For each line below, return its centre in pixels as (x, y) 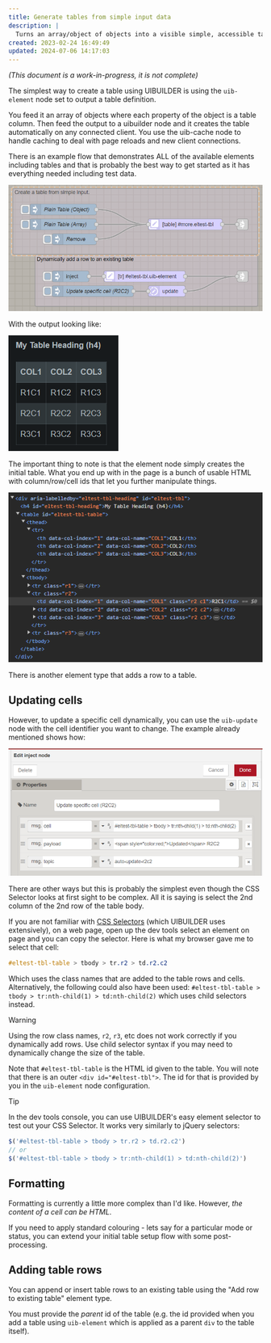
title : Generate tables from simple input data (90, 17)
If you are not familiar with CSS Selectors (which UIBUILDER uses (117, 922)
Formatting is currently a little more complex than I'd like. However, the (126, 1203)
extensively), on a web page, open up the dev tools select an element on (129, 930)
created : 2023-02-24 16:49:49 (59, 43)
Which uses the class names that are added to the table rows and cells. (127, 979)
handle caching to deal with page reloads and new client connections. (125, 141)
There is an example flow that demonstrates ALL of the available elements (131, 157)
